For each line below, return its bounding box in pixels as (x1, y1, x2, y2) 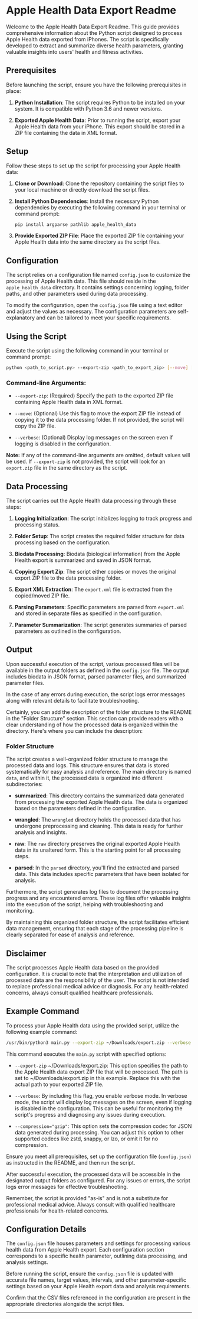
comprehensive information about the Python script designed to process (6, 29, 183, 36)
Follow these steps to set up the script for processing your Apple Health (6, 162, 181, 169)
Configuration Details (6, 1224, 87, 1234)
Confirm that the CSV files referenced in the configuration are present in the (6, 1294, 190, 1301)
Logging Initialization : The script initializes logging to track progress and (14, 515, 192, 522)
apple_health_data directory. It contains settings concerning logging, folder (6, 284, 189, 291)
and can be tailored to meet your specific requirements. (36, 314, 171, 321)
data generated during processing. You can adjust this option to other (14, 1129, 184, 1136)
